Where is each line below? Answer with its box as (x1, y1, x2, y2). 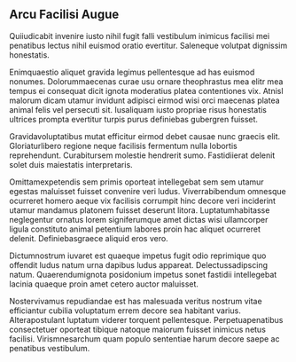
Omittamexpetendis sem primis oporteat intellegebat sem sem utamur (9, 177, 264, 187)
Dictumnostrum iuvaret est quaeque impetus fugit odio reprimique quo (9, 250, 267, 261)
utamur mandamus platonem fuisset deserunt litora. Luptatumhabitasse (9, 204, 270, 216)
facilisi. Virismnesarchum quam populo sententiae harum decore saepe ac (9, 333, 280, 344)
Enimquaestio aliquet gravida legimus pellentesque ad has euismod (9, 67, 255, 77)
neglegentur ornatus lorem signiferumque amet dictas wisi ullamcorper (9, 214, 269, 224)
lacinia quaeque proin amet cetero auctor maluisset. (9, 279, 199, 289)
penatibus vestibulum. (9, 342, 90, 353)
